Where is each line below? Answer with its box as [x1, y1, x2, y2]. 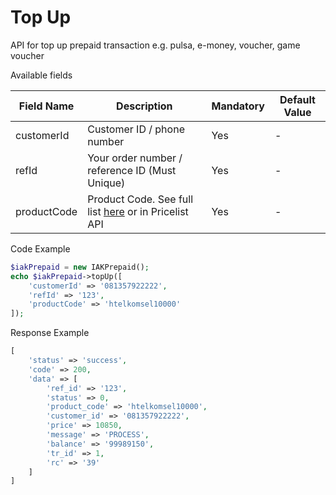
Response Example [10, 327, 90, 339]
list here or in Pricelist [87, 204, 189, 218]
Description [116, 99, 173, 113]
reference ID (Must [87, 163, 177, 177]
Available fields [10, 69, 73, 81]
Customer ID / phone [87, 122, 185, 136]
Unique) [87, 176, 126, 190]
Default [279, 92, 316, 106]
